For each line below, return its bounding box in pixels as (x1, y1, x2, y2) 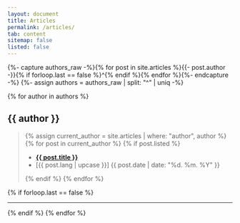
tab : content (7, 30, 46, 38)
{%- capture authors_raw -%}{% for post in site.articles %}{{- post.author (7, 63, 226, 71)
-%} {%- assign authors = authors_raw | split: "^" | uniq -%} (7, 78, 184, 86)
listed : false (7, 43, 50, 51)
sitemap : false (7, 37, 53, 44)
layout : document (7, 10, 59, 18)
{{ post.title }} (35, 152, 79, 161)
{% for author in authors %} (7, 92, 89, 100)
